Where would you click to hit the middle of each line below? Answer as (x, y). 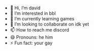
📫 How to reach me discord (40, 30)
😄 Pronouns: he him (32, 37)
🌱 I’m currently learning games (42, 19)
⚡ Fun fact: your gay (31, 43)
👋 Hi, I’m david (25, 8)
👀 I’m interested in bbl (33, 13)
